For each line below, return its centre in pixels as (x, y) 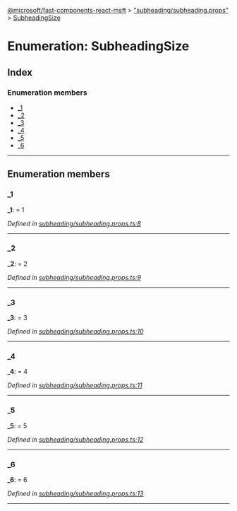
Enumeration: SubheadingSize (98, 46)
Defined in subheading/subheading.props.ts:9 (74, 277)
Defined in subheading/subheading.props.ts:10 (75, 331)
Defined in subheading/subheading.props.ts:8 (74, 223)
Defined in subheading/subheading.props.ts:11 (75, 385)
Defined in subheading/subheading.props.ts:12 (75, 439)
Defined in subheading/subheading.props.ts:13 (75, 493)
